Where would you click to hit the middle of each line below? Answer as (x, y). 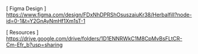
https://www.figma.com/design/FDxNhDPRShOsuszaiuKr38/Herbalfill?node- (99, 15)
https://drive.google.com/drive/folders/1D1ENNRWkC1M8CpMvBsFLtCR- (94, 38)
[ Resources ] (22, 32)
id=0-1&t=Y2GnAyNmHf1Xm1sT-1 (46, 21)
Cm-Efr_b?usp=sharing (34, 45)
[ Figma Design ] (26, 9)
